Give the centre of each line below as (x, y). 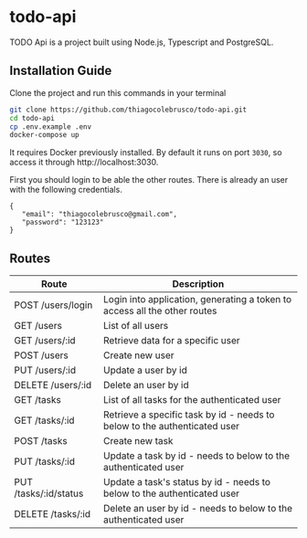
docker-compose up (44, 135)
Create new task (138, 441)
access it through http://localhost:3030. (84, 163)
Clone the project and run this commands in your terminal (118, 92)
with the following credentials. (66, 190)
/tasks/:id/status (49, 493)
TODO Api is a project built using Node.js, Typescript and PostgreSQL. (142, 42)
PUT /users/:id (45, 370)
